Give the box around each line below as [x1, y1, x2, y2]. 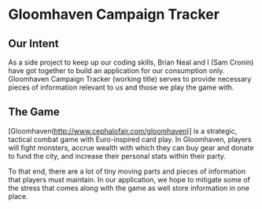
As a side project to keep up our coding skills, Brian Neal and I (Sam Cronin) [8, 57, 254, 67]
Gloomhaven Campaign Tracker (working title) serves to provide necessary [8, 75, 252, 83]
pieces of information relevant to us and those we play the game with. [8, 82, 234, 92]
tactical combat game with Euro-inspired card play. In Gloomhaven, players [8, 134, 252, 144]
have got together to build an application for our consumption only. [8, 66, 225, 75]
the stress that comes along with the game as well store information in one [8, 183, 250, 192]
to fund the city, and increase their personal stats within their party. [8, 151, 227, 160]
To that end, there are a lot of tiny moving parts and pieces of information [8, 167, 246, 176]
